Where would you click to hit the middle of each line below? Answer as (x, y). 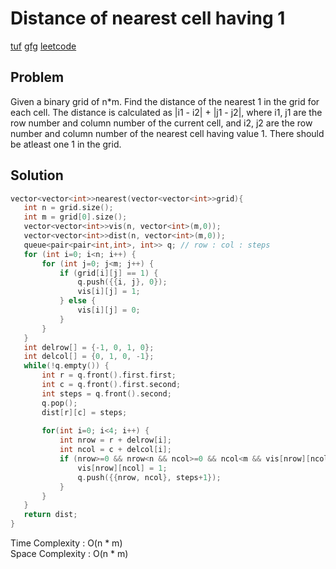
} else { (78, 301)
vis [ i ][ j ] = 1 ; (109, 292)
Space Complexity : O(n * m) (69, 554)
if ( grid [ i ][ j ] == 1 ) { (109, 273)
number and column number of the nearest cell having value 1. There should (167, 133)
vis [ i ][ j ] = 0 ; (109, 310)
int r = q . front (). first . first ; (109, 375)
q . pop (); (59, 403)
